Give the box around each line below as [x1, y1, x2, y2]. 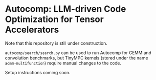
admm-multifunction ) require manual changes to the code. [5, 60, 121, 66]
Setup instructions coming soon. [5, 69, 70, 75]
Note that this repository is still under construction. [5, 40, 108, 46]
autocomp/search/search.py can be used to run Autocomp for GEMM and [5, 50, 152, 56]
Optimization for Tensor [5, 14, 104, 25]
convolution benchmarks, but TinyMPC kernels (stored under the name [5, 55, 148, 60]
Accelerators [5, 24, 59, 35]
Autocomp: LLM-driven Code [5, 3, 126, 15]
